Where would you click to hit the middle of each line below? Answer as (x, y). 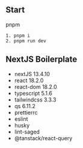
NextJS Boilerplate (41, 60)
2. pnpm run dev (26, 41)
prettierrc (26, 112)
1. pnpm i (18, 36)
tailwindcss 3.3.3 (35, 100)
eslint (21, 119)
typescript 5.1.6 (33, 93)
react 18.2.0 (29, 80)
